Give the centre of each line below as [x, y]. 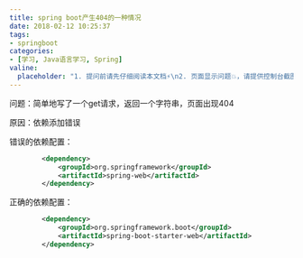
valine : [24, 69]
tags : [19, 34]
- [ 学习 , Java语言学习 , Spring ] [66, 60]
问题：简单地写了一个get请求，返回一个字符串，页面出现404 [122, 103]
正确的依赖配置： [41, 202]
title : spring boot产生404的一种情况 [75, 18]
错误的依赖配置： [41, 142]
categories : [32, 51]
